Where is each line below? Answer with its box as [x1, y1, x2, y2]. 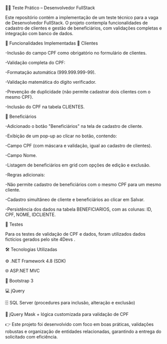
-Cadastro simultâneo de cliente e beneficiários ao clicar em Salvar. [5, 197, 145, 203]
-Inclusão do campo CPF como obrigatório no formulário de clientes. [5, 50, 147, 56]
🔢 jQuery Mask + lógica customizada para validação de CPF [5, 311, 129, 317]
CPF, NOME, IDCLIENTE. [5, 212, 56, 218]
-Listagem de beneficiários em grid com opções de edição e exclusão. [5, 162, 151, 168]
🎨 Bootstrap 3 [5, 278, 33, 283]
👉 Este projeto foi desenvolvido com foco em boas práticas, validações [5, 321, 154, 327]
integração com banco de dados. [5, 31, 73, 36]
